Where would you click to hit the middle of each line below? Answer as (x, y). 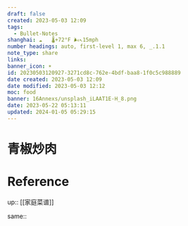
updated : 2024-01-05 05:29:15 (52, 112)
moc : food (22, 92)
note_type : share (33, 54)
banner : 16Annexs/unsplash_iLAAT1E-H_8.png (72, 99)
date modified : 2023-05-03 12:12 (56, 86)
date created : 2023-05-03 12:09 (55, 79)
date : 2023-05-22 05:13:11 (47, 106)
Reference (38, 182)
